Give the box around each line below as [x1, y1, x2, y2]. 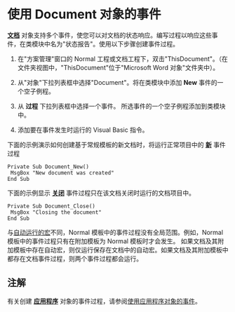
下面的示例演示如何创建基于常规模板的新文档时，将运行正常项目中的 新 [7, 140, 212, 149]
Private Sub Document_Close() [7, 203, 96, 210]
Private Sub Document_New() [7, 163, 90, 170]
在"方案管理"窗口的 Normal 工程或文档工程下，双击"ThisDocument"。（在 [17, 54, 228, 63]
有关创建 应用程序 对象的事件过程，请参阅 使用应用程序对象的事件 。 [7, 297, 201, 305]
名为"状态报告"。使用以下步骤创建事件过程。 [50, 39, 180, 48]
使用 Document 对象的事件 [7, 6, 161, 22]
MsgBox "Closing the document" [10, 208, 102, 216]
